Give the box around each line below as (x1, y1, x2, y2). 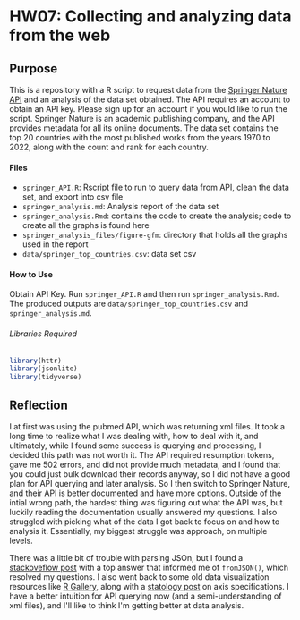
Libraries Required (9, 328, 78, 339)
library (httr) (9, 356, 63, 365)
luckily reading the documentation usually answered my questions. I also (9, 507, 278, 518)
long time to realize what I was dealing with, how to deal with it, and (9, 431, 259, 442)
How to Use (9, 268, 54, 279)
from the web (9, 25, 111, 46)
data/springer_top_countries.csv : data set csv (21, 249, 197, 259)
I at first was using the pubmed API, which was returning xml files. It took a (9, 421, 285, 432)
